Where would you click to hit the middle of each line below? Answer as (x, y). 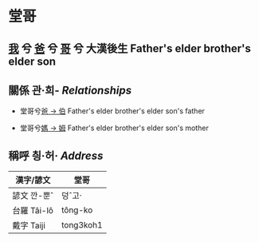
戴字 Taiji (29, 226)
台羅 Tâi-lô (33, 211)
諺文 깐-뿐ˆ (33, 196)
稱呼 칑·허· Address (56, 155)
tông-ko (77, 210)
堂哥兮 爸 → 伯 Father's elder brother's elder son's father (112, 111)
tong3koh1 (82, 225)
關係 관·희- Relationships (70, 90)
